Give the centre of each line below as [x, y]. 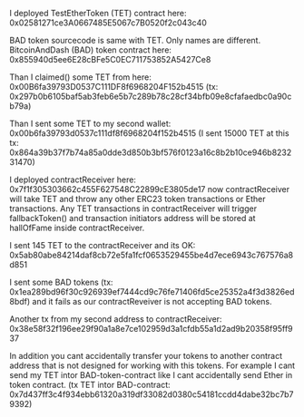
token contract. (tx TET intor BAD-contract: [90, 385]
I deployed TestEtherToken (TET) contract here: [98, 13]
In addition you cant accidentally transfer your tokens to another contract [146, 356]
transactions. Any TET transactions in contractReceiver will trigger [133, 208]
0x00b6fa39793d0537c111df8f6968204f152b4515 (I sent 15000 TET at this [149, 133]
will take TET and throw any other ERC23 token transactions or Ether [137, 199]
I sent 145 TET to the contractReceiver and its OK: [103, 245]
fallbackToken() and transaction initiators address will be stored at [132, 218]
